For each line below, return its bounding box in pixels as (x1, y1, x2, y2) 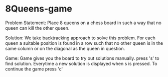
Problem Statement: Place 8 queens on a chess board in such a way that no (5, 20, 161, 26)
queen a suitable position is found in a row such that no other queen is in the (5, 40, 163, 46)
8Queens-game (5, 3, 73, 15)
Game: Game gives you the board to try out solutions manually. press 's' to (5, 55, 159, 61)
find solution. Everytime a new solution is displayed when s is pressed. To (5, 60, 157, 66)
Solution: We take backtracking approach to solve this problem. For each (5, 35, 155, 41)
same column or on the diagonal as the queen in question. (5, 45, 125, 51)
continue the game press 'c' (5, 66, 63, 72)
